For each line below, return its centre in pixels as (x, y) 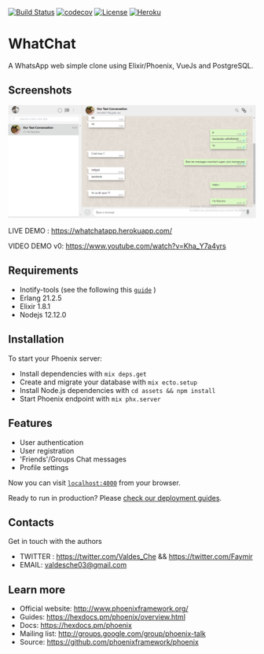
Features (30, 423)
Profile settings (44, 467)
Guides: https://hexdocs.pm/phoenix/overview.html (103, 617)
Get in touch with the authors (55, 542)
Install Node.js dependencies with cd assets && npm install (117, 390)
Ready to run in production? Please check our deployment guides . (115, 498)
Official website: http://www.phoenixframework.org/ (104, 608)
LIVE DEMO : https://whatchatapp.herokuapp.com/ (90, 231)
